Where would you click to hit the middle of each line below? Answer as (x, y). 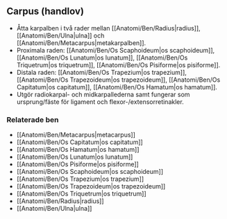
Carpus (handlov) (45, 11)
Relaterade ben (33, 119)
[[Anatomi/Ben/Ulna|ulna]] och (60, 35)
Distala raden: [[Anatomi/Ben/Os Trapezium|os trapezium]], (101, 72)
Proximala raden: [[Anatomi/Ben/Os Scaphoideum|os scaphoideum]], (116, 50)
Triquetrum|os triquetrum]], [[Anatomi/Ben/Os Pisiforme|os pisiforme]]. (118, 64)
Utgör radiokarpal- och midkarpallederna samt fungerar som (103, 94)
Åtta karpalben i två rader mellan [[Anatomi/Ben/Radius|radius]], (108, 28)
